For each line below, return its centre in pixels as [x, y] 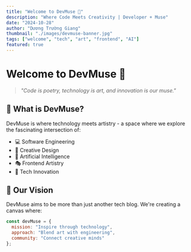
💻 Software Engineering [45, 141]
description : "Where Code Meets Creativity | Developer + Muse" [87, 17]
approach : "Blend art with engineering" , [63, 233]
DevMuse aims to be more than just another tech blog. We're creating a [93, 205]
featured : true [25, 45]
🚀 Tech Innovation [37, 171]
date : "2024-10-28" [30, 23]
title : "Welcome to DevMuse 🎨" [45, 12]
